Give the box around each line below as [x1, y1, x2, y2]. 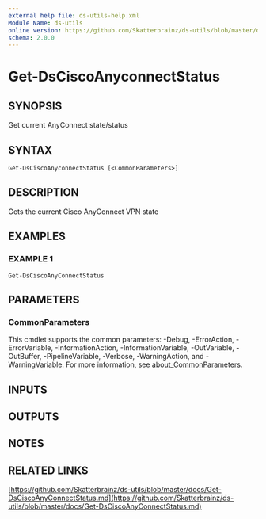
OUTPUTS [8, 410, 59, 424]
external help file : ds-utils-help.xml [8, 11, 140, 20]
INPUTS [8, 383, 47, 396]
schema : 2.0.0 [8, 33, 55, 42]
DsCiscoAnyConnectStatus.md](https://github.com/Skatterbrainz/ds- [8, 493, 234, 503]
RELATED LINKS [8, 464, 89, 477]
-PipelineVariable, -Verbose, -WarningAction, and [43, 352, 204, 361]
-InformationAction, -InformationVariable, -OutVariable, [55, 343, 235, 353]
